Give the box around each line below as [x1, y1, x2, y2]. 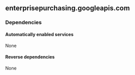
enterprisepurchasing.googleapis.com [5, 4, 130, 12]
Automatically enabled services [5, 31, 74, 37]
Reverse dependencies [5, 54, 55, 60]
